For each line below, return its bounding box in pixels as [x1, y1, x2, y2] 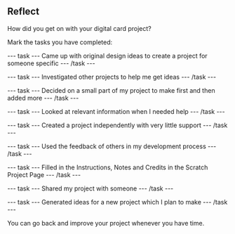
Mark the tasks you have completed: [7, 38, 113, 46]
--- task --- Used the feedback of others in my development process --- [7, 142, 217, 150]
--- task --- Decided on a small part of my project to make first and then [7, 86, 215, 94]
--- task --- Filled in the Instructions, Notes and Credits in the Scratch [7, 163, 208, 171]
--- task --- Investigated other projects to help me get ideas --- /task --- [7, 72, 216, 81]
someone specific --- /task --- [7, 59, 96, 67]
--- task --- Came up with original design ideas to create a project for [7, 51, 208, 60]
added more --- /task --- [7, 93, 79, 102]
